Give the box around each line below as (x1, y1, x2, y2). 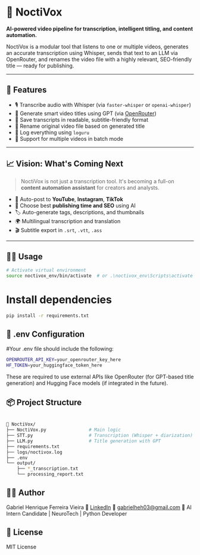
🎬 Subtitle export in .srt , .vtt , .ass (14, 226, 102, 233)
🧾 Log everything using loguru (14, 128, 89, 136)
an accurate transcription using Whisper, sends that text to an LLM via (6, 49, 179, 56)
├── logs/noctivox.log (6, 449, 62, 455)
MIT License (6, 543, 37, 550)
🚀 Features (6, 85, 47, 95)
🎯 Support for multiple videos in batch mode (14, 135, 124, 142)
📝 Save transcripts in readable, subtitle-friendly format (14, 116, 149, 123)
